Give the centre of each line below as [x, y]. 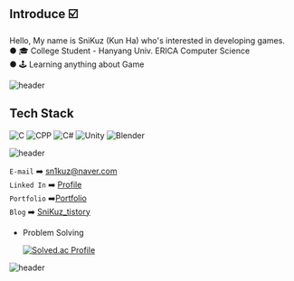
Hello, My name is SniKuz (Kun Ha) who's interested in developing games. [147, 40]
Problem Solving [53, 232]
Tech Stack [42, 113]
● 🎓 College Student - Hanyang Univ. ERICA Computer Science [130, 51]
